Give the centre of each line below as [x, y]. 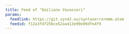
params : [14, 14]
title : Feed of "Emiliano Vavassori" [45, 10]
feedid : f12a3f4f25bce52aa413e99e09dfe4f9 [56, 24]
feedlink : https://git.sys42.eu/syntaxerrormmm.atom [67, 19]
